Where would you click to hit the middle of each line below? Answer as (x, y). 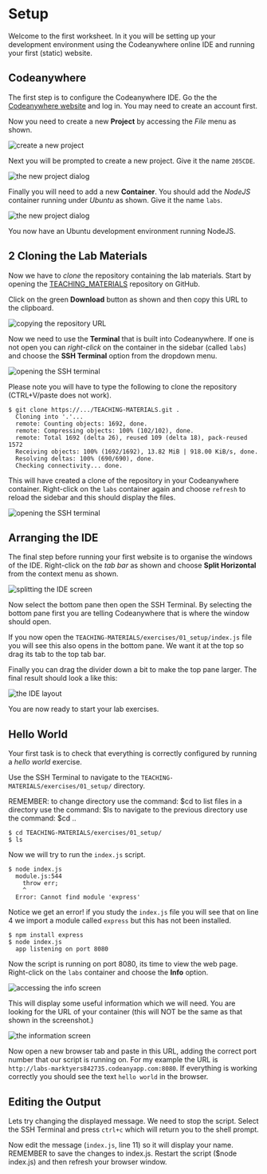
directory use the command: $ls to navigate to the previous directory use (128, 810)
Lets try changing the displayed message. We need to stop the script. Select (133, 1121)
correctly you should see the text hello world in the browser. (108, 1077)
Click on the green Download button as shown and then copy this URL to (128, 299)
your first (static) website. (51, 53)
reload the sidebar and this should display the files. (92, 497)
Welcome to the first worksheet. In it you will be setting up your (112, 36)
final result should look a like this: (63, 678)
